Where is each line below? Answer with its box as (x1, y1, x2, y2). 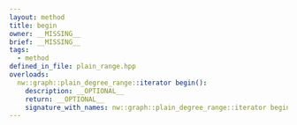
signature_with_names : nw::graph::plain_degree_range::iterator (25, 103, 267, 112)
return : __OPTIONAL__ (25, 94, 104, 104)
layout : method (9, 12, 65, 22)
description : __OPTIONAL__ (25, 86, 125, 95)
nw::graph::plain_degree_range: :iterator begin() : (17, 78, 208, 87)
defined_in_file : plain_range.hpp (9, 62, 137, 71)
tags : (9, 46, 29, 55)
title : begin (9, 21, 57, 30)
